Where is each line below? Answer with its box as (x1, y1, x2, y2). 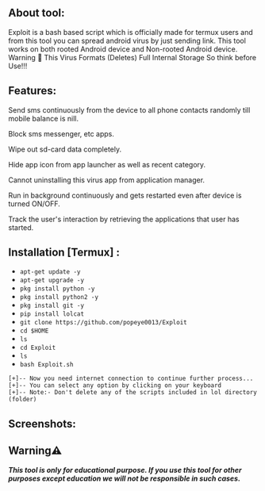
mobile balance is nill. (8, 113, 79, 123)
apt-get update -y (19, 268, 81, 276)
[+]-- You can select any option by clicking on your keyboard (8, 382, 222, 389)
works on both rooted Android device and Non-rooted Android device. (8, 44, 238, 54)
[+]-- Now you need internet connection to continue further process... (8, 374, 254, 383)
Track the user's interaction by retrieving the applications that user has (8, 214, 240, 224)
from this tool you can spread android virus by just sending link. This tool (8, 36, 246, 45)
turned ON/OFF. (8, 198, 61, 209)
